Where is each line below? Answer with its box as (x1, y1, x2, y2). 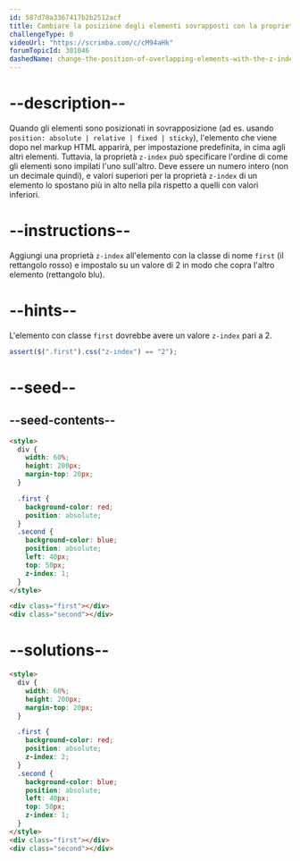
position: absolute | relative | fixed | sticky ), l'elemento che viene (9, 131, 278, 143)
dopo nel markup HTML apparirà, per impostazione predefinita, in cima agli (9, 141, 286, 152)
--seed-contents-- (9, 413, 116, 428)
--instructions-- (9, 221, 131, 241)
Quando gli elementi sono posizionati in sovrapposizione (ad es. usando (9, 122, 274, 133)
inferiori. (9, 189, 40, 199)
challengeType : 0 (9, 30, 74, 38)
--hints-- (9, 300, 78, 321)
